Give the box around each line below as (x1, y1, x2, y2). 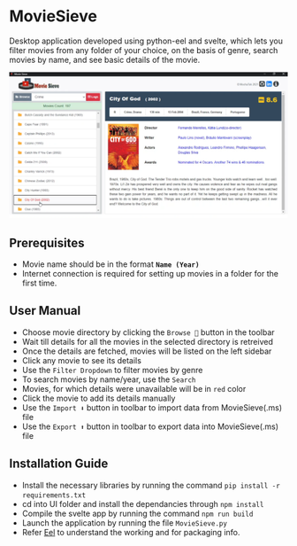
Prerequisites (9, 235, 85, 250)
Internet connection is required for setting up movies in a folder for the (21, 269, 278, 279)
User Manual (9, 303, 81, 318)
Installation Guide (9, 456, 109, 472)
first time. (21, 277, 57, 289)
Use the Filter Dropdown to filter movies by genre (21, 364, 203, 375)
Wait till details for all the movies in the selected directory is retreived (21, 336, 274, 347)
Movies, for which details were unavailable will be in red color (21, 383, 247, 394)
